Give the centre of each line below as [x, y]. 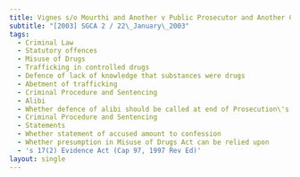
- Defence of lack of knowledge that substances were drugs [131, 76]
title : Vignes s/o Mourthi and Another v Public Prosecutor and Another [147, 17]
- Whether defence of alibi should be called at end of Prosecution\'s [154, 109]
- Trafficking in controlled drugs [83, 68]
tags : [19, 34]
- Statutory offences [58, 51]
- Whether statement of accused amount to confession [119, 134]
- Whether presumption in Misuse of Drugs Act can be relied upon [143, 142]
